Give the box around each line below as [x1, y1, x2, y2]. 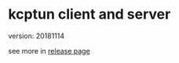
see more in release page [8, 46, 90, 55]
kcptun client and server [8, 5, 171, 23]
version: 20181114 [8, 31, 65, 40]
